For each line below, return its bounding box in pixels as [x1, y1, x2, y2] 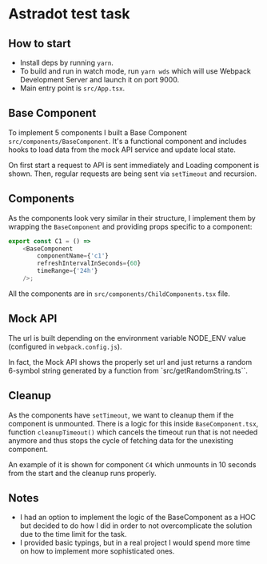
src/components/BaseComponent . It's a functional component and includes [8, 136, 247, 146]
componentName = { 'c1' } [37, 252, 110, 260]
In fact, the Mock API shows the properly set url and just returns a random [8, 357, 253, 366]
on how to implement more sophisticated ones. [19, 546, 175, 556]
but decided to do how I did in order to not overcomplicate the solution [19, 521, 253, 530]
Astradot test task [8, 5, 130, 23]
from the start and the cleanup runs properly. [8, 468, 157, 478]
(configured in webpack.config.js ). [8, 342, 122, 351]
